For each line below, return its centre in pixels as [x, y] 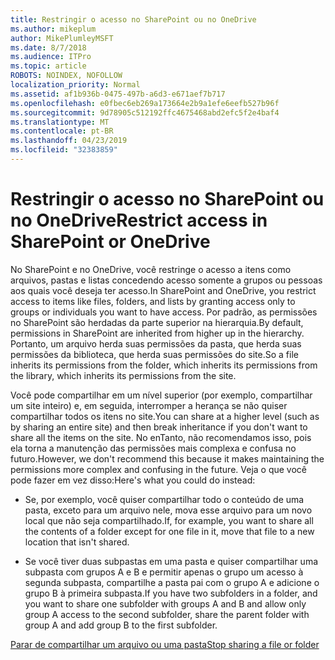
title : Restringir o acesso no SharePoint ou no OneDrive [133, 19]
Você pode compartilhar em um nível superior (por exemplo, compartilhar [161, 395]
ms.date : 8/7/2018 [48, 47]
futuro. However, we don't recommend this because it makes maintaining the [167, 458]
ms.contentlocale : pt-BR [62, 131]
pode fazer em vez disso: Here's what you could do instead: [133, 480]
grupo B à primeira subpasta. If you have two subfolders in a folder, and [171, 593]
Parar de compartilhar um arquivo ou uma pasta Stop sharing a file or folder [165, 644]
